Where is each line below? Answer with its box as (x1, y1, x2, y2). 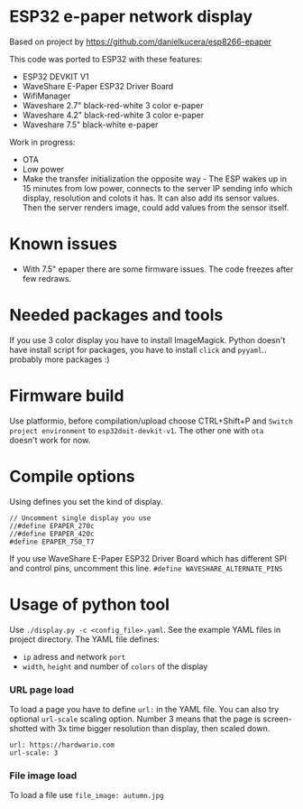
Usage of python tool (9, 594, 170, 615)
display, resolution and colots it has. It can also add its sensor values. (22, 192, 280, 203)
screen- (262, 713, 292, 724)
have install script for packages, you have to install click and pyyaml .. (9, 344, 268, 355)
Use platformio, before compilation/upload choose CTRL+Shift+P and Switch (9, 415, 293, 426)
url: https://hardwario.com (9, 740, 115, 749)
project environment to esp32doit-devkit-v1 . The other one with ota (9, 424, 264, 435)
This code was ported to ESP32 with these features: (9, 53, 203, 64)
